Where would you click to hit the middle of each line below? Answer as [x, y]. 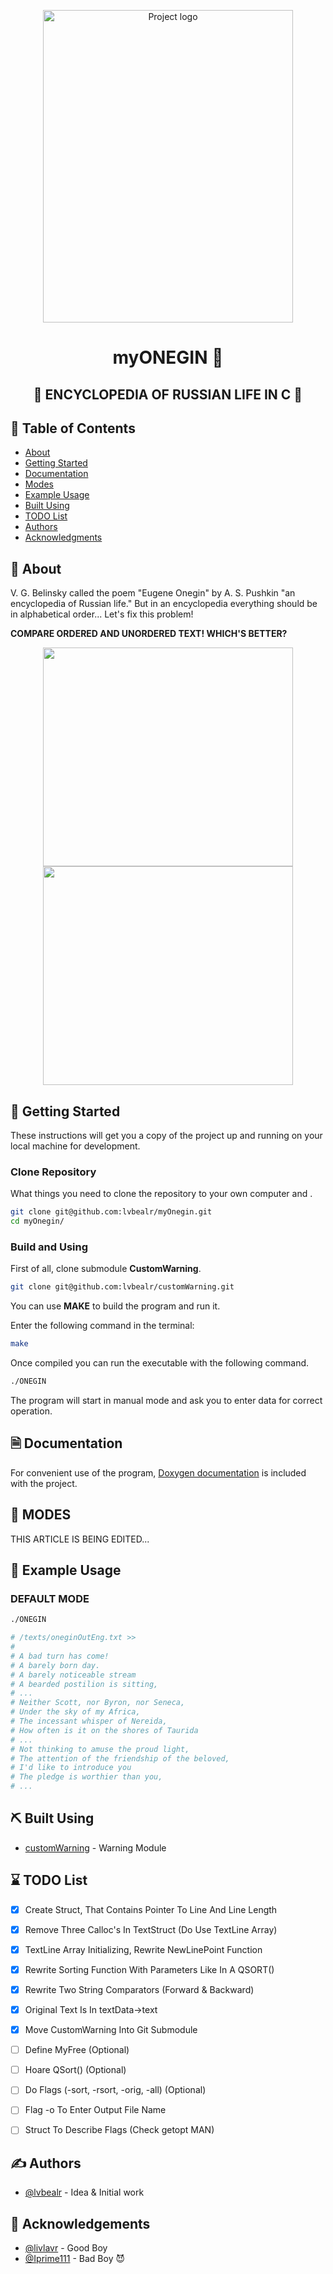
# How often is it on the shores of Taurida [104, 1730]
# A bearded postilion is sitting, [84, 1684]
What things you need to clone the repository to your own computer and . [161, 1194]
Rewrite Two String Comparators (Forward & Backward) [139, 1989]
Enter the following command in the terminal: [102, 1326]
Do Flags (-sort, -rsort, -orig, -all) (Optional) [115, 2090]
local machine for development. [75, 1146]
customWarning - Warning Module [95, 1847]
